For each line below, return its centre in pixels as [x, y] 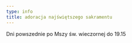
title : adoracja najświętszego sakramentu [59, 17]
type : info [20, 11]
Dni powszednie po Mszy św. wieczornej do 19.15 [66, 34]
